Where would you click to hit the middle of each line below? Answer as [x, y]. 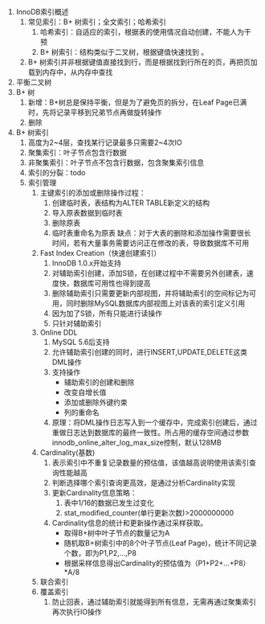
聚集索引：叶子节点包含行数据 [77, 152]
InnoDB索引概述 [42, 12]
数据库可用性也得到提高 [112, 283]
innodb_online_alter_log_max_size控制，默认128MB [137, 442]
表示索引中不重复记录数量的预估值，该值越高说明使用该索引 [151, 462]
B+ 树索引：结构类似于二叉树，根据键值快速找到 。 [124, 52]
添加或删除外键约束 [96, 402]
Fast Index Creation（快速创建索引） [100, 253]
